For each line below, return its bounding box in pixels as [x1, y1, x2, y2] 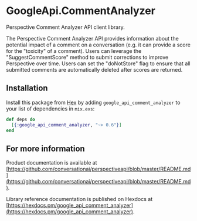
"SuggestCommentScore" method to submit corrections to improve [6, 53, 169, 61]
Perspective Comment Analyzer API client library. [6, 24, 125, 31]
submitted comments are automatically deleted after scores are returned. [6, 66, 183, 73]
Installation [6, 83, 48, 93]
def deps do [6, 116, 35, 122]
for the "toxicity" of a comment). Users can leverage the [6, 47, 142, 54]
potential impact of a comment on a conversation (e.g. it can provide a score [6, 41, 191, 48]
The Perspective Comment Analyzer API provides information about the [6, 35, 179, 42]
